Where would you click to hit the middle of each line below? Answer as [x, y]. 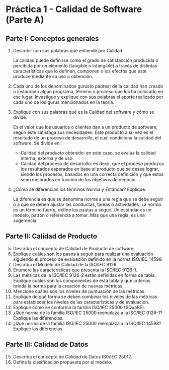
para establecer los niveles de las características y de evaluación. [81, 302]
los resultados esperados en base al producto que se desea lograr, [90, 169]
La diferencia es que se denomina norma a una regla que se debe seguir [88, 199]
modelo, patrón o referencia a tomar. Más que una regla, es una [79, 215]
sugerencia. [25, 220]
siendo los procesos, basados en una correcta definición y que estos [92, 174]
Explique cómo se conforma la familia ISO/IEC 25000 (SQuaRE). [79, 307]
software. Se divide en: [37, 143]
